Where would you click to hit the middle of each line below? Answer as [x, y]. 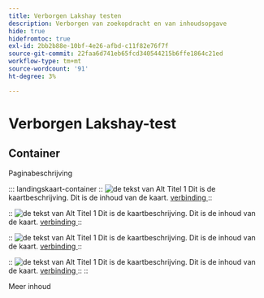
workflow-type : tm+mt [45, 62]
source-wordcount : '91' [49, 69]
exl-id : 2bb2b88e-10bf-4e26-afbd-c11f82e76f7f [89, 46]
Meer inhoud [30, 286]
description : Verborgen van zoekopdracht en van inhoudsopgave [118, 24]
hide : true [27, 31]
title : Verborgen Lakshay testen [65, 16]
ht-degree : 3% [32, 76]
